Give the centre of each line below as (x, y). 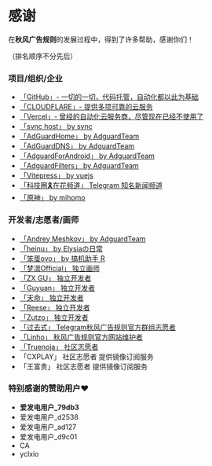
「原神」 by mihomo (52, 198)
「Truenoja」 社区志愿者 (59, 347)
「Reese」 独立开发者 (55, 307)
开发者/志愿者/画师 (44, 220)
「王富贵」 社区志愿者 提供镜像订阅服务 (83, 366)
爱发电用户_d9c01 (48, 436)
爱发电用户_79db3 (49, 407)
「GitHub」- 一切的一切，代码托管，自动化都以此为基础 (109, 97)
